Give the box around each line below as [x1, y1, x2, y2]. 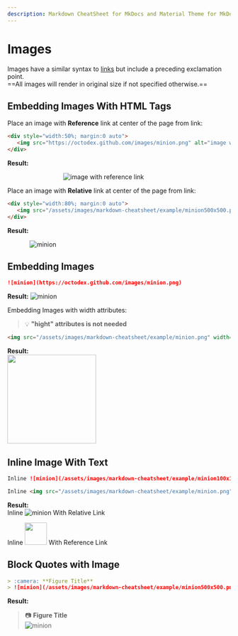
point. [7, 72, 25, 80]
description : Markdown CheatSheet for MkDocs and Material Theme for [7, 10, 217, 18]
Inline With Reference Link [7, 538, 108, 546]
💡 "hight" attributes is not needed [24, 320, 127, 328]
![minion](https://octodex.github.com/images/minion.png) [7, 279, 182, 286]
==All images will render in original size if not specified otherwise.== [7, 80, 208, 88]
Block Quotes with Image [7, 559, 120, 571]
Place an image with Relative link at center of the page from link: [7, 186, 196, 195]
